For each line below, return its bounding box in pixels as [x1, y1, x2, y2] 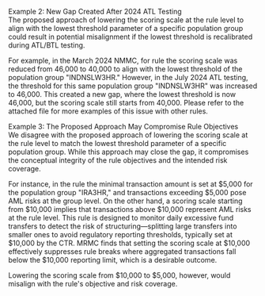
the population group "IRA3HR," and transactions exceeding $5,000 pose [8, 188, 247, 197]
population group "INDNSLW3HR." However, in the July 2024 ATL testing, [8, 73, 248, 82]
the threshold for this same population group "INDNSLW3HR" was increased [8, 81, 258, 90]
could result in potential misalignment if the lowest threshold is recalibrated [8, 32, 253, 41]
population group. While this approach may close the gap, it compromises [8, 147, 249, 156]
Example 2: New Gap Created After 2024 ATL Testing [8, 7, 182, 16]
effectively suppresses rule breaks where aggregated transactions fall [8, 247, 237, 256]
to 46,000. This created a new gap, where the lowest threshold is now [8, 90, 236, 98]
